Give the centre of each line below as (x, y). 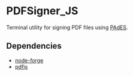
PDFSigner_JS (42, 11)
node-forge (29, 60)
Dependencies (34, 46)
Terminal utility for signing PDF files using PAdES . (67, 27)
